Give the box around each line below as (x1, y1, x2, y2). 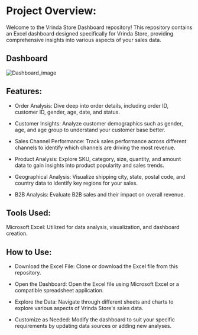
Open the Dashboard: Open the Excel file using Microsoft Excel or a (14, 281, 179, 288)
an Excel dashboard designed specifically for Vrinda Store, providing (6, 30, 173, 37)
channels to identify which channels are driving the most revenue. (14, 144, 176, 151)
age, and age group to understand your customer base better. (14, 126, 165, 133)
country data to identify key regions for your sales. (14, 179, 138, 186)
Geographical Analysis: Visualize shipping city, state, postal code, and (14, 173, 186, 180)
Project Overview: (6, 4, 96, 18)
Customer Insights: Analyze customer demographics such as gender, (14, 120, 183, 127)
